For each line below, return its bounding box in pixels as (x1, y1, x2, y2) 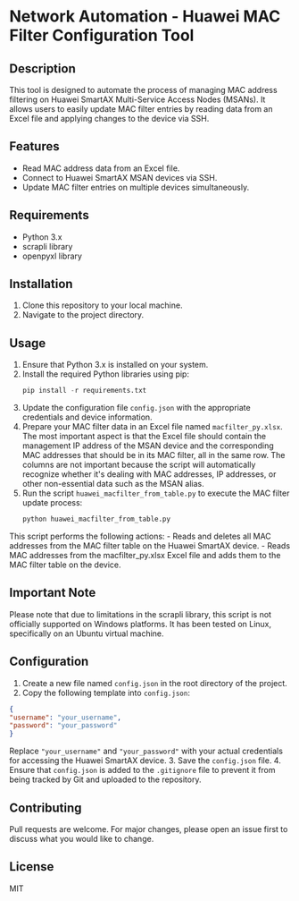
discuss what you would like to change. (9, 833, 154, 844)
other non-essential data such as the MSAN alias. (21, 479, 204, 489)
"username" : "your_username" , (9, 713, 122, 722)
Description (9, 61, 76, 76)
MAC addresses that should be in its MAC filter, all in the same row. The (21, 450, 286, 461)
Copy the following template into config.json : (21, 687, 190, 698)
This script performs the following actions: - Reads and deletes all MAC (9, 531, 272, 541)
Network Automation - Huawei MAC (9, 6, 281, 27)
